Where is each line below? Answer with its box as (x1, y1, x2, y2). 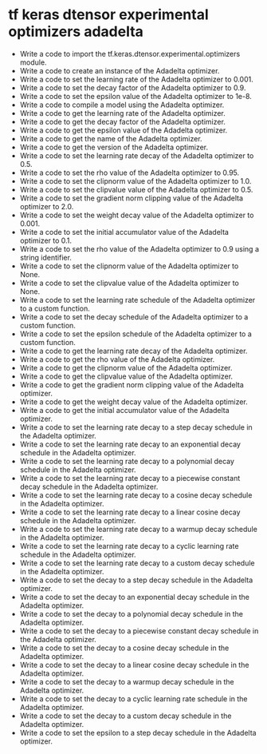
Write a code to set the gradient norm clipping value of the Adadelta (19, 193, 244, 203)
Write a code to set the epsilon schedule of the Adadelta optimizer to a (19, 329, 253, 339)
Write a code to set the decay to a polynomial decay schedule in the (19, 609, 243, 618)
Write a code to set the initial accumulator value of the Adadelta (19, 227, 230, 236)
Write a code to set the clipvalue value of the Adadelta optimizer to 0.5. (19, 185, 253, 194)
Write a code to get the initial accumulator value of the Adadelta (19, 405, 230, 415)
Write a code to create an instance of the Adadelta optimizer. (19, 65, 220, 75)
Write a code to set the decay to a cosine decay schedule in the (19, 643, 230, 653)
